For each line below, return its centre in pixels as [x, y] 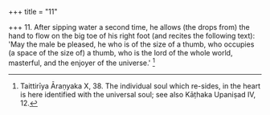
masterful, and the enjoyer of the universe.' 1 [82, 62]
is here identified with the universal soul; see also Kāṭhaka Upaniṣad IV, [138, 94]
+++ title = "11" [33, 12]
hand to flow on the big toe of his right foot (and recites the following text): [132, 36]
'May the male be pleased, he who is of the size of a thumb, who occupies [131, 44]
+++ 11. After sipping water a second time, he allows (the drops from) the [129, 27]
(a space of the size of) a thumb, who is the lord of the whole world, [121, 53]
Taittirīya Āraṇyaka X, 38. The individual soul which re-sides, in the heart [140, 86]
